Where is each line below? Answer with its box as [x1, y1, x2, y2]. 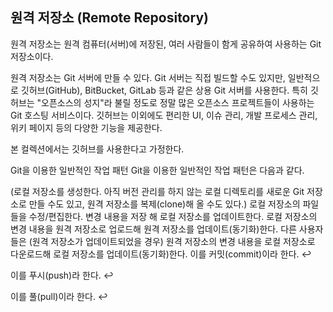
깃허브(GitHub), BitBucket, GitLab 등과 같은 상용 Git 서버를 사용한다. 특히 [20, 84, 308, 96]
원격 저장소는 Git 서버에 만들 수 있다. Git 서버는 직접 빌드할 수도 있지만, [10, 71, 286, 83]
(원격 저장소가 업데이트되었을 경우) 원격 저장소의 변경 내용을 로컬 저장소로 [28, 235, 316, 247]
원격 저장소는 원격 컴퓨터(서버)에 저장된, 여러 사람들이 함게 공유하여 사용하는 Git [10, 38, 322, 50]
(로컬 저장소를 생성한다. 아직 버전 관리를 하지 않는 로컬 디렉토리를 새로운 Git [10, 185, 305, 197]
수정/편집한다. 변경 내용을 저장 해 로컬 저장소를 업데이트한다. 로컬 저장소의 [28, 210, 318, 222]
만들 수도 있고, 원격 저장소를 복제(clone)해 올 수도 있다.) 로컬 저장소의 [28, 198, 301, 210]
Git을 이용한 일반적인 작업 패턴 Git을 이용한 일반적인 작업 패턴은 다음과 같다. [10, 164, 305, 176]
